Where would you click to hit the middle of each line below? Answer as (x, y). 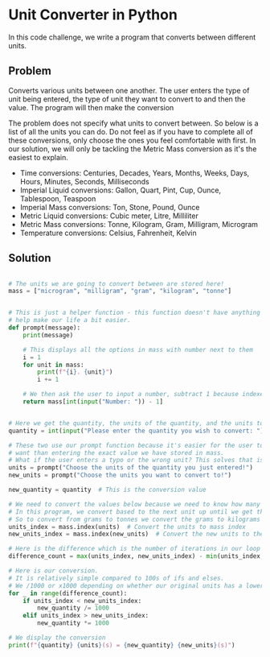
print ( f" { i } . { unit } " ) (75, 372)
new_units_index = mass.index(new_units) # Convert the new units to (129, 534)
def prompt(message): (45, 328)
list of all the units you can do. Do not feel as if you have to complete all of (131, 131)
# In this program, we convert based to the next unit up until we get (131, 512)
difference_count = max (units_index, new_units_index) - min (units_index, (136, 556)
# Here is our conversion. (53, 571)
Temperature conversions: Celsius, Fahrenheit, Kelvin (108, 233)
